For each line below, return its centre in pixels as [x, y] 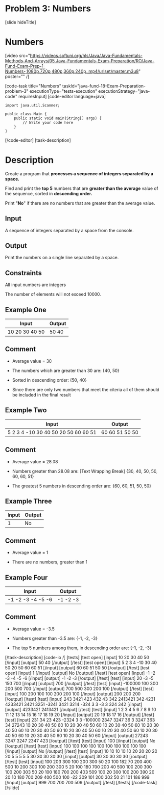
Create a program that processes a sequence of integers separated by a [79, 173]
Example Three [29, 501]
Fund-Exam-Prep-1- [25, 66]
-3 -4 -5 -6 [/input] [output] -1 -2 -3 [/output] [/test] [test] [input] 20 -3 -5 [79, 678]
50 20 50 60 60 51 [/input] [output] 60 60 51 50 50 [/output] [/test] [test [77, 667]
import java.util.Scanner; [33, 105]
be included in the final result [41, 395]
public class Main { [26, 114]
